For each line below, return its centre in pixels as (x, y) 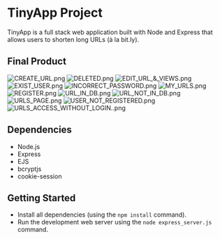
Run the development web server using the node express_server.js (115, 222)
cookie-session (39, 176)
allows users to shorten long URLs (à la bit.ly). (73, 39)
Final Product (37, 62)
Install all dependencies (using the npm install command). (102, 215)
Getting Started (42, 198)
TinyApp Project (55, 13)
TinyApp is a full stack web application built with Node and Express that (110, 32)
